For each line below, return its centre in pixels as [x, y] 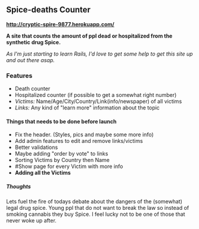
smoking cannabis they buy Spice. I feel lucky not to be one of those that [96, 214]
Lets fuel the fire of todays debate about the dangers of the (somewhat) [94, 201]
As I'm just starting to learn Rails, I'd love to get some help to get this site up [99, 54]
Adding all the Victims [43, 173]
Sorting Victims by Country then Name [62, 160]
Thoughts [18, 186]
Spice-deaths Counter [49, 10]
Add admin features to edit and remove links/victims [79, 141]
